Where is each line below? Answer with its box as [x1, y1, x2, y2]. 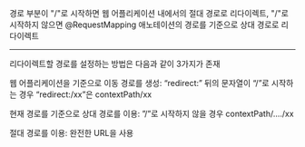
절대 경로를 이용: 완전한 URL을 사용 [9, 128, 134, 138]
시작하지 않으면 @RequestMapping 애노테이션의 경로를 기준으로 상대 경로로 [9, 19, 280, 30]
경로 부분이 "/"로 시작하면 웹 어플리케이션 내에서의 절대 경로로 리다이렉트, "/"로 [9, 8, 289, 18]
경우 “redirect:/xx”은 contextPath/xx [18, 89, 152, 100]
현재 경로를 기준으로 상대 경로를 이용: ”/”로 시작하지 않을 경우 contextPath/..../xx [9, 108, 294, 119]
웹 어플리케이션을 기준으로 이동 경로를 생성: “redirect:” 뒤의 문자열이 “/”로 [9, 78, 270, 88]
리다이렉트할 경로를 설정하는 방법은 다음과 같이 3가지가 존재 [9, 58, 221, 69]
